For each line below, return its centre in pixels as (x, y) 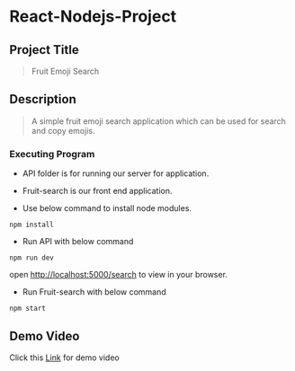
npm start (28, 309)
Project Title (44, 50)
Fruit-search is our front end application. (97, 191)
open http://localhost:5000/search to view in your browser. (118, 275)
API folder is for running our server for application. (116, 173)
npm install (31, 225)
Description (43, 99)
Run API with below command (78, 242)
